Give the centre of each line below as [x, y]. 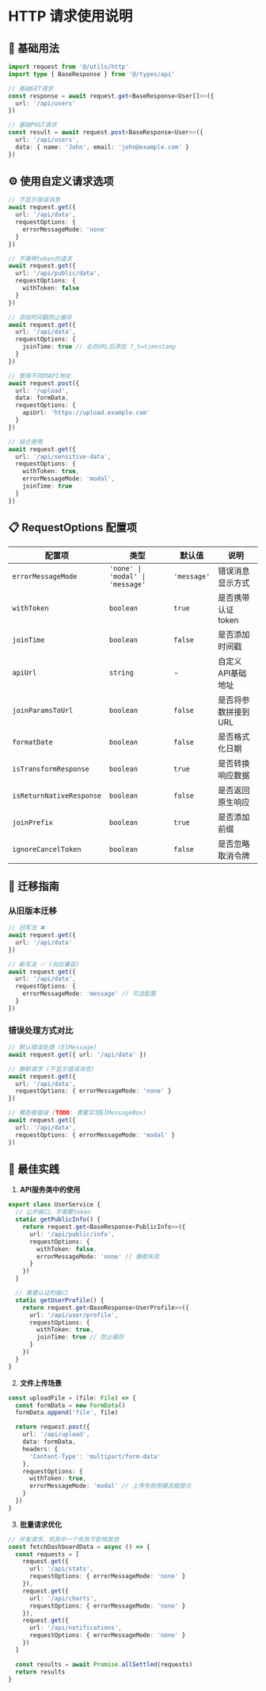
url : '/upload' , [42, 391]
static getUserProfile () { [60, 1300]
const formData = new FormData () [70, 1405]
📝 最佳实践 [34, 1169]
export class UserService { [55, 1205]
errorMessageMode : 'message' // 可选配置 [89, 994]
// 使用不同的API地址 [40, 376]
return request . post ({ [53, 1427]
